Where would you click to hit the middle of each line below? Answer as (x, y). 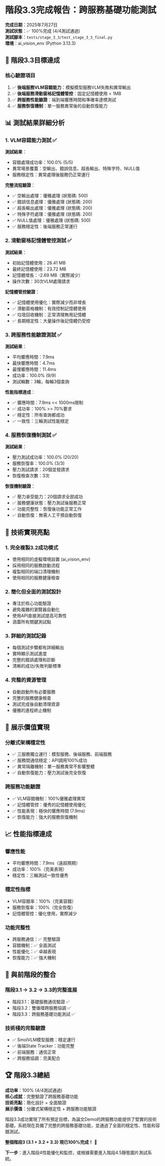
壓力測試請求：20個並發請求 (41, 470)
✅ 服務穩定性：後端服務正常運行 (45, 226)
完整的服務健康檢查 (32, 698)
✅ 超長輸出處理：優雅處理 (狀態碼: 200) (52, 208)
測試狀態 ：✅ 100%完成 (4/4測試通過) (43, 31)
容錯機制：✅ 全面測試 (34, 945)
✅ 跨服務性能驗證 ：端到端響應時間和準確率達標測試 (64, 100)
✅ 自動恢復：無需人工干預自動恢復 (47, 515)
